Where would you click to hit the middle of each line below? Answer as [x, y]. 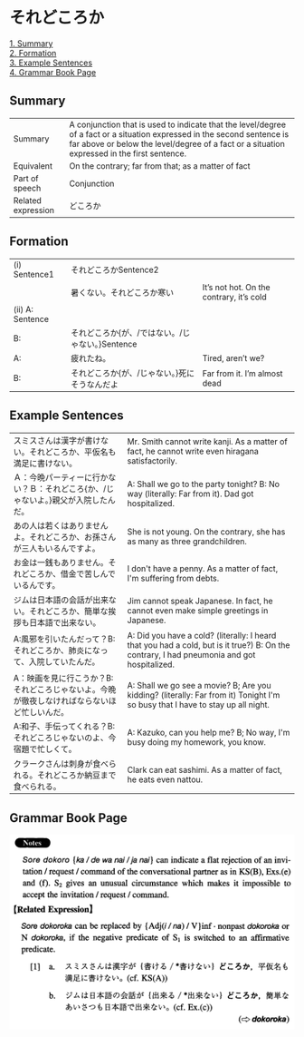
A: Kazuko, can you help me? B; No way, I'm [209, 733]
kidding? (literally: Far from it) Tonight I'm [204, 695]
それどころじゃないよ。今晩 [65, 690]
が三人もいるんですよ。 [57, 548]
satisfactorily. [152, 461]
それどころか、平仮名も [72, 451]
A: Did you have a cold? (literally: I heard [202, 635]
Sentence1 [33, 274]
